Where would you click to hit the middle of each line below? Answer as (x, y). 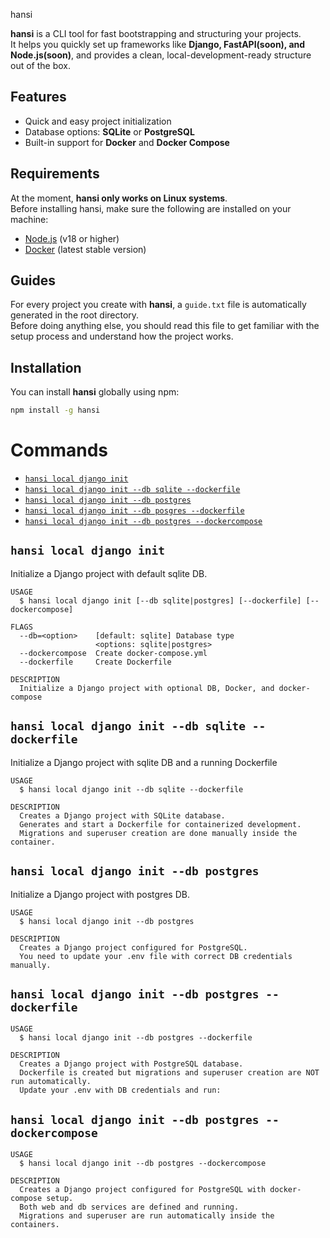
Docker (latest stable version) (85, 249)
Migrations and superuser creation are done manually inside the (158, 833)
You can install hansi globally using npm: (95, 392)
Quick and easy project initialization (98, 121)
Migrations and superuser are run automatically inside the (147, 1216)
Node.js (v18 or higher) (72, 238)
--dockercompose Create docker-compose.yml (113, 653)
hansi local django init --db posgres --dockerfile (134, 511)
